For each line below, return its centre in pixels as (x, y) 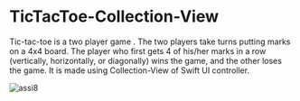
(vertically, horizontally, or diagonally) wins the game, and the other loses (146, 60)
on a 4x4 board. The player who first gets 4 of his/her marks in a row (138, 50)
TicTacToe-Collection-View (114, 17)
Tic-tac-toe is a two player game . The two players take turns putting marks (150, 41)
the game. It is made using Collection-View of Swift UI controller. (130, 70)
